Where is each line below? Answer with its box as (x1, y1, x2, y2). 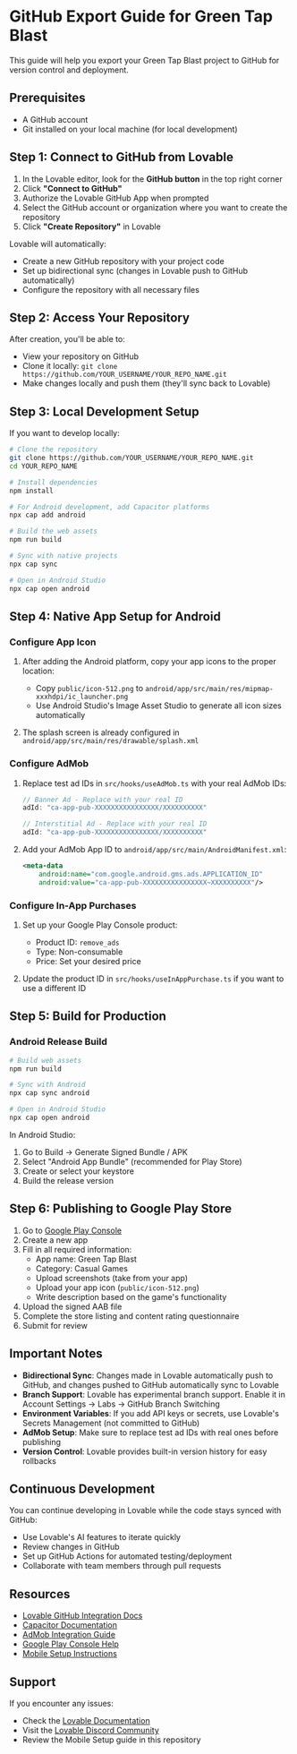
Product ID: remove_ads (35, 937, 120, 947)
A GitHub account (21, 114, 89, 124)
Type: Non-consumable (35, 946, 123, 957)
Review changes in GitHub (21, 1542, 120, 1553)
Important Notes (9, 1346, 103, 1362)
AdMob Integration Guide (21, 1630, 116, 1640)
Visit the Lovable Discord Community (21, 1724, 159, 1735)
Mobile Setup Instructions (21, 1648, 118, 1659)
